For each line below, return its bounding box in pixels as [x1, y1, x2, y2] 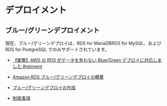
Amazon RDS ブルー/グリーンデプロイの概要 [12, 74, 104, 80]
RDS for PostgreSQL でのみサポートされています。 [5, 46, 109, 52]
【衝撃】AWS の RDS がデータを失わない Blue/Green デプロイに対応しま [12, 57, 162, 63]
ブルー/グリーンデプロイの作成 [12, 84, 76, 90]
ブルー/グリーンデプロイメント [5, 26, 100, 34]
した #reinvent [12, 63, 43, 69]
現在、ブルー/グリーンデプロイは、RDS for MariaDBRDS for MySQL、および [5, 40, 161, 46]
